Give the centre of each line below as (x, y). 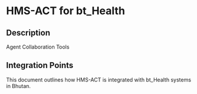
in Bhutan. (19, 86)
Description (28, 33)
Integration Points (40, 65)
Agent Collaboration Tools (38, 47)
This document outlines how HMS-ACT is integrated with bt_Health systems (98, 80)
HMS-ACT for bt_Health (66, 11)
